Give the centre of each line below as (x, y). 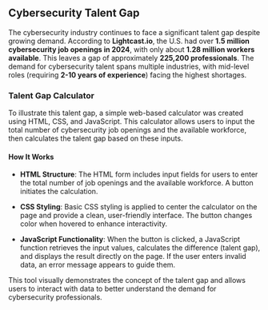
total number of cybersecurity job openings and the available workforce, (127, 130)
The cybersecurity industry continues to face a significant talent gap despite (134, 32)
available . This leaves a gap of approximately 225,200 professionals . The (131, 58)
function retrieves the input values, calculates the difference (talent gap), (140, 248)
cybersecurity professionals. (55, 297)
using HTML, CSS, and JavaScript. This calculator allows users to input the (132, 121)
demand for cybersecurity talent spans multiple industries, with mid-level (129, 66)
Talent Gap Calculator (51, 95)
